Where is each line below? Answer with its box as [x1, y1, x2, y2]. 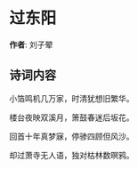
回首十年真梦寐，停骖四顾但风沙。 [9, 131, 134, 141]
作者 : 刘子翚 [9, 39, 53, 50]
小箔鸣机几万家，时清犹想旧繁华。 [9, 93, 134, 103]
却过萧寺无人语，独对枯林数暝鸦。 [9, 149, 134, 160]
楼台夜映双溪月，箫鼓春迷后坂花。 [9, 112, 134, 123]
